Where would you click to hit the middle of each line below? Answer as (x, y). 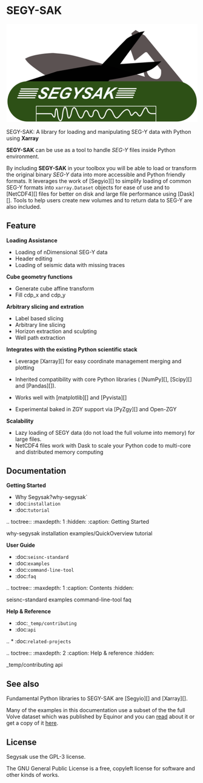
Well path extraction (40, 337)
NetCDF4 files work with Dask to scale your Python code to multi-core (103, 445)
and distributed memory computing (59, 452)
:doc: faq (25, 577)
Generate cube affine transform (55, 288)
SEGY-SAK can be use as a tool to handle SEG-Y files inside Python (91, 150)
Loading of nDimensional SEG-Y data (61, 252)
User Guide (21, 545)
